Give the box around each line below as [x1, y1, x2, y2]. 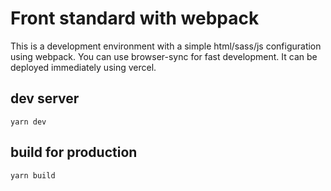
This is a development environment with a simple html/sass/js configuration [10, 40, 322, 52]
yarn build [10, 170, 56, 181]
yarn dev [10, 117, 47, 127]
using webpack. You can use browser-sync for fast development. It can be [10, 50, 318, 62]
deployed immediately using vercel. [10, 61, 157, 73]
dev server [10, 90, 80, 107]
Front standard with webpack [10, 7, 260, 30]
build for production [10, 144, 138, 161]
